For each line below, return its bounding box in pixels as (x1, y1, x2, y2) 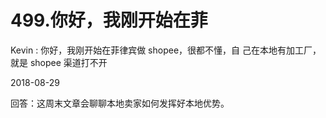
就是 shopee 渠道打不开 (10, 56, 108, 68)
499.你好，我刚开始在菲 (10, 9, 208, 32)
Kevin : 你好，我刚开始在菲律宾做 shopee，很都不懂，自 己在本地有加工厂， (10, 44, 322, 56)
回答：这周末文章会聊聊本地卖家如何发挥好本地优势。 (10, 97, 230, 109)
